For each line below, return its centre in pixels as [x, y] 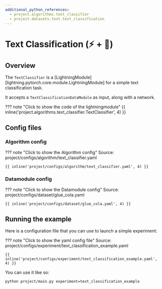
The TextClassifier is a [29, 77]
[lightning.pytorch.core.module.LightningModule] [55, 83]
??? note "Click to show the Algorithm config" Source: [60, 153]
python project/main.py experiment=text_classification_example [72, 282]
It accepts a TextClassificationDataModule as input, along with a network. [80, 97]
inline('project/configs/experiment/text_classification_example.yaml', [81, 259]
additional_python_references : [37, 10]
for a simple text [122, 83]
